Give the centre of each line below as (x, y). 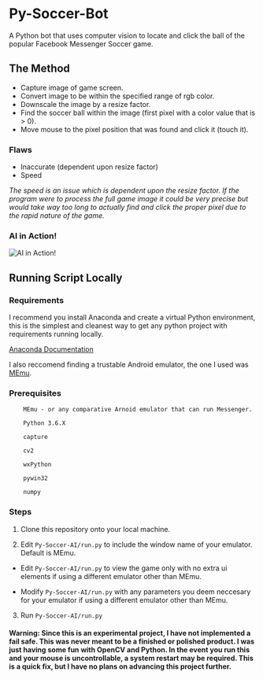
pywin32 (35, 478)
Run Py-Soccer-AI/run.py (61, 615)
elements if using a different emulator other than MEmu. (111, 576)
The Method (39, 69)
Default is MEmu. (48, 552)
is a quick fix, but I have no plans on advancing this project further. (120, 666)
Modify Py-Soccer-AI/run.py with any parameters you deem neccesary (135, 592)
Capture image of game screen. (72, 87)
